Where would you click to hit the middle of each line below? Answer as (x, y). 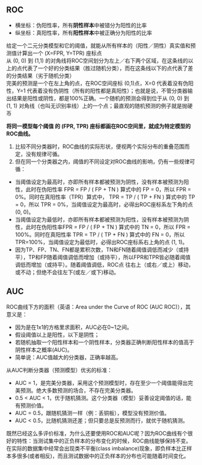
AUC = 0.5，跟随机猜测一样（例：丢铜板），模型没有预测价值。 (92, 413)
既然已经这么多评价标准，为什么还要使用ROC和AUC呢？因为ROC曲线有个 (97, 433)
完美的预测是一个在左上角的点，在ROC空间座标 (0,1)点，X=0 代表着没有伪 (97, 83)
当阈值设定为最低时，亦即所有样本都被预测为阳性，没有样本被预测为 (99, 219)
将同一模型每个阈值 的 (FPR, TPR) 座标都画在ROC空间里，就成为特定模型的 (99, 126)
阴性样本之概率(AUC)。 (44, 349)
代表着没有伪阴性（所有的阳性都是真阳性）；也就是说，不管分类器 (107, 90)
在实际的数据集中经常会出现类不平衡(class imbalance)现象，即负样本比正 (97, 448)
